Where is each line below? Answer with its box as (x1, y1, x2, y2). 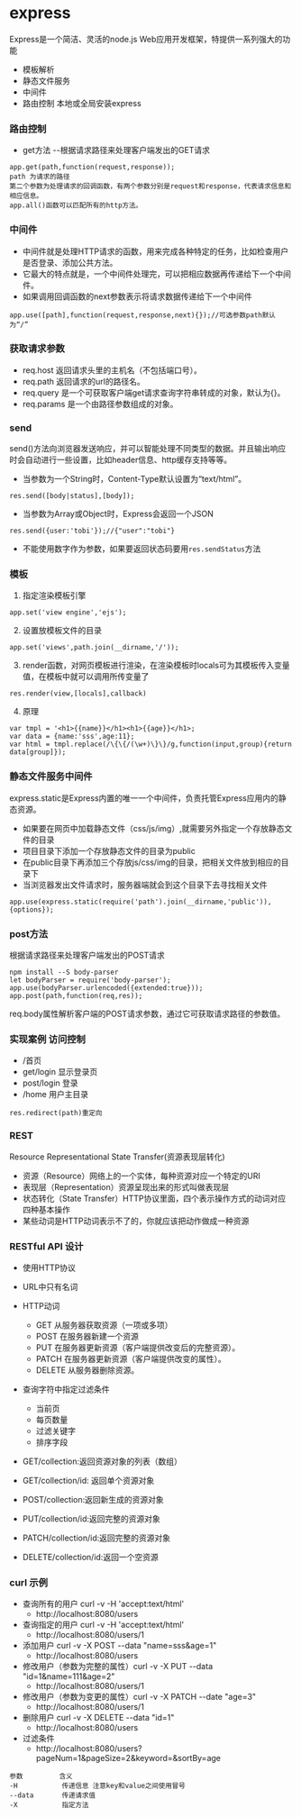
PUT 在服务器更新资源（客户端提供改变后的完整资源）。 (35, 1341, 241, 1353)
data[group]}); (9, 748, 67, 757)
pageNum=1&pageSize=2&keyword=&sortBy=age (35, 1753, 221, 1764)
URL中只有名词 (22, 1281, 78, 1292)
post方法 (9, 927, 49, 940)
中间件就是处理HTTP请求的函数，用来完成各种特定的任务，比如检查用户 (22, 246, 289, 257)
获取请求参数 (9, 342, 66, 355)
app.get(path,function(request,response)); (9, 163, 176, 172)
